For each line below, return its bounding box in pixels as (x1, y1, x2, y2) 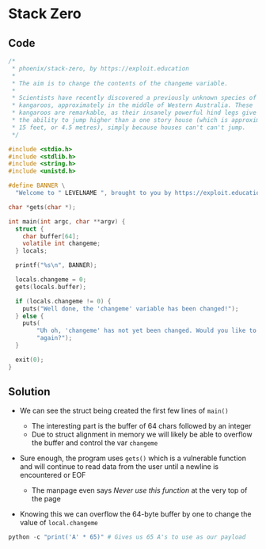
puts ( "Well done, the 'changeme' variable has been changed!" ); (22, 304, 239, 313)
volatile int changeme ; (22, 239, 101, 248)
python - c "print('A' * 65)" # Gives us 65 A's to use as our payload (8, 533, 246, 541)
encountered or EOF (19, 471, 86, 480)
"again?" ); (36, 334, 73, 342)
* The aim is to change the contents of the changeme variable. (11, 79, 228, 87)
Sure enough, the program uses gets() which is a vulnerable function (19, 453, 247, 463)
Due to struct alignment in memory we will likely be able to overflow (31, 429, 253, 440)
